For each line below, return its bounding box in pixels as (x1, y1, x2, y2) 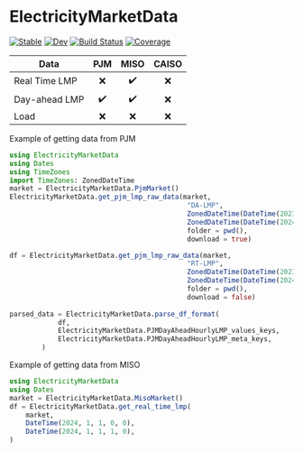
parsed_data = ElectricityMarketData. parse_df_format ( (9, 309, 220, 318)
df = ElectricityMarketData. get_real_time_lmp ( (9, 401, 192, 411)
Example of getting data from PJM (9, 133, 136, 143)
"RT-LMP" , (187, 259, 224, 268)
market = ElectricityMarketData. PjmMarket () (9, 184, 179, 193)
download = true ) (186, 235, 252, 244)
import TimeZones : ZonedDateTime (9, 176, 135, 185)
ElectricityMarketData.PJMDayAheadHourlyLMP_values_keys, (57, 327, 280, 336)
